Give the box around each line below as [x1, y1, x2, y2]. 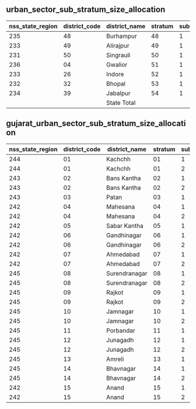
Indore [106, 70, 124, 78]
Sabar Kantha [106, 221, 144, 230]
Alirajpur [106, 41, 129, 49]
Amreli [106, 355, 124, 363]
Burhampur [106, 32, 137, 40]
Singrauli [106, 51, 131, 59]
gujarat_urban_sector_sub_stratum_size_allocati [6, 118, 186, 128]
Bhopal [106, 79, 126, 87]
